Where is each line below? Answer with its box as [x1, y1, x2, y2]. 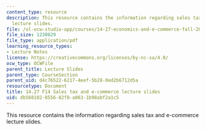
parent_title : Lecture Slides [6, 66, 84, 72]
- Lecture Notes [6, 49, 48, 55]
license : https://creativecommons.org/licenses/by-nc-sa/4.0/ [6, 55, 169, 61]
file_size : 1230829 [6, 32, 56, 38]
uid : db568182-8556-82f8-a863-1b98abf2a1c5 [6, 94, 120, 101]
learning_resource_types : [6, 44, 72, 50]
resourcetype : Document [6, 83, 67, 90]
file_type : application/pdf [6, 37, 78, 44]
